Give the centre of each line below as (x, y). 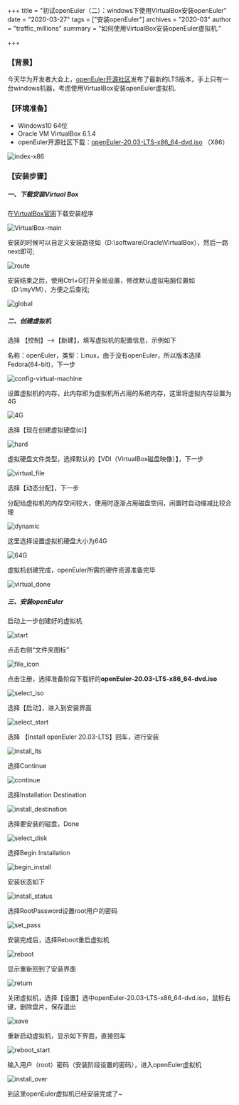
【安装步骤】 (30, 176)
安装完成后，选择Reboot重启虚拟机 (58, 940)
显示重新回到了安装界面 (42, 969)
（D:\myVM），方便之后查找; (49, 289)
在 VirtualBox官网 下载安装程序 (51, 213)
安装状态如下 (26, 882)
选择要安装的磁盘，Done (43, 824)
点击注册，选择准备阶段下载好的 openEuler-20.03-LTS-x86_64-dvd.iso (112, 679)
